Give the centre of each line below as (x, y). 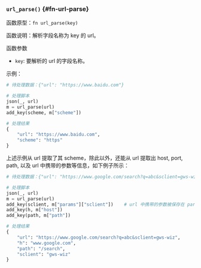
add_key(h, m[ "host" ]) (34, 210)
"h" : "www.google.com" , (47, 243)
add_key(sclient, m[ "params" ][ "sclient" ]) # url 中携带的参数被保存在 (95, 204)
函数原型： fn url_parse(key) (42, 23)
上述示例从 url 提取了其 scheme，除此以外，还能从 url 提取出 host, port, (95, 158)
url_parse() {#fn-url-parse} (48, 9)
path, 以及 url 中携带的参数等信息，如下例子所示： (68, 165)
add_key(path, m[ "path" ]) (38, 216)
